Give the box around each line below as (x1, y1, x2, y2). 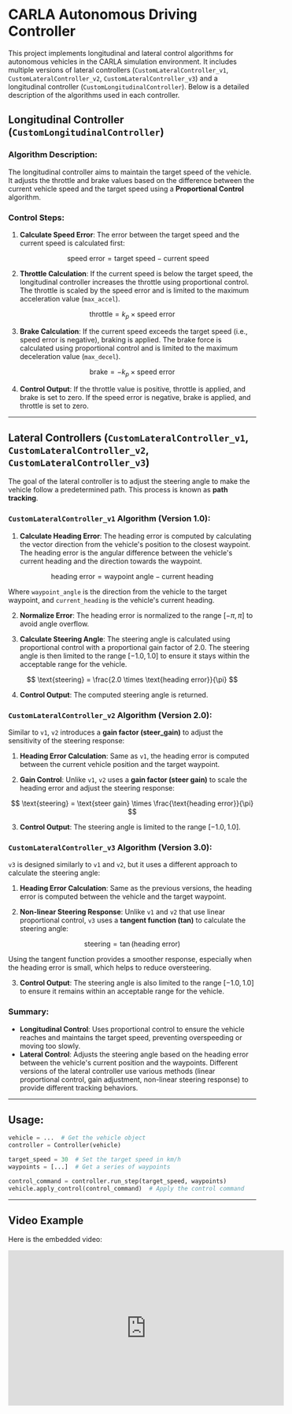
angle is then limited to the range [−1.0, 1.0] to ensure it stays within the (19, 651, 250, 660)
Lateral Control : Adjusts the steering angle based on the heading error (19, 1049, 249, 1059)
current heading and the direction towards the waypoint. (19, 556, 203, 566)
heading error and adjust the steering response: (19, 783, 176, 792)
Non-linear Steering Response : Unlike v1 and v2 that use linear (19, 907, 226, 917)
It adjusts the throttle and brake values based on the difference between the (8, 175, 254, 185)
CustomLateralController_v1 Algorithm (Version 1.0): (8, 513, 211, 524)
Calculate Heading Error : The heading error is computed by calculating (19, 531, 252, 541)
